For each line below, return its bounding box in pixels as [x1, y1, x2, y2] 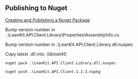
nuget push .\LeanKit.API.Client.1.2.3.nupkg [5, 69, 100, 74]
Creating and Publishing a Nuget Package [5, 17, 91, 23]
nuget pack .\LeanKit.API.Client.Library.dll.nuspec [5, 60, 116, 66]
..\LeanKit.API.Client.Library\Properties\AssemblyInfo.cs [5, 32, 120, 38]
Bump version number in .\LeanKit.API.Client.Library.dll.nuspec [5, 41, 134, 47]
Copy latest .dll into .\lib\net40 [5, 51, 67, 57]
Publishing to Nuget [5, 4, 68, 12]
